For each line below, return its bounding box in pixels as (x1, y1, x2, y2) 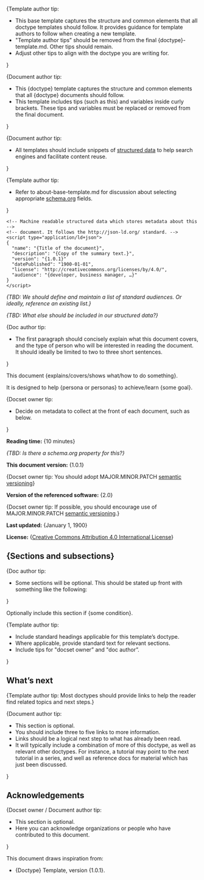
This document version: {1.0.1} (6, 461, 84, 468)
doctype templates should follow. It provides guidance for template (15, 24, 183, 31)
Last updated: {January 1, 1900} (6, 522, 88, 529)
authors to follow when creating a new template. (15, 30, 136, 37)
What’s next (6, 675, 54, 686)
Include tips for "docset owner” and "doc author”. (15, 645, 139, 653)
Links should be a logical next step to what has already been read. (15, 735, 181, 742)
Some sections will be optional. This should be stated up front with (15, 579, 183, 586)
